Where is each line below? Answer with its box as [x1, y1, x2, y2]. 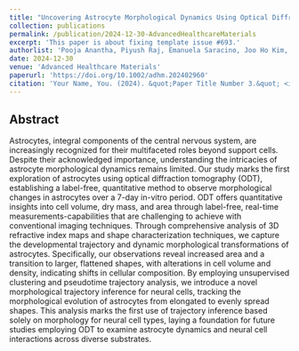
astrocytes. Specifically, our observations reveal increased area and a [9, 249, 265, 259]
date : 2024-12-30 [9, 54, 74, 63]
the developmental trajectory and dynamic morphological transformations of [9, 239, 289, 250]
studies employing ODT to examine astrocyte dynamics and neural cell [9, 324, 268, 335]
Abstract [9, 112, 60, 127]
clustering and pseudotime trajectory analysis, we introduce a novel [9, 277, 258, 288]
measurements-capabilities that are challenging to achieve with [9, 211, 242, 222]
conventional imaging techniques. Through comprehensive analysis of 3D [9, 220, 279, 231]
